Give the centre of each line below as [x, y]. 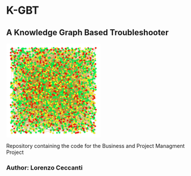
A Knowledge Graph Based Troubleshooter [87, 33]
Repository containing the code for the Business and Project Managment [95, 146]
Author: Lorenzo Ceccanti [44, 168]
